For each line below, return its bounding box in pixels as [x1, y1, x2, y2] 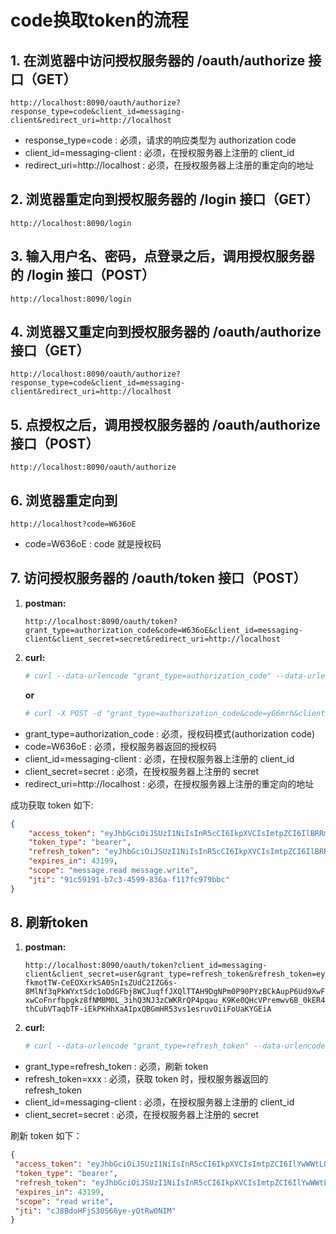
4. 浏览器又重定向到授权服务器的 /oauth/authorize [10, 324, 322, 341]
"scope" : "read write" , [14, 1196, 114, 1206]
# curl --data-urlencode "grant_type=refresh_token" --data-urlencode [24, 1041, 326, 1051]
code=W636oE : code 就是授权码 [24, 538, 162, 550]
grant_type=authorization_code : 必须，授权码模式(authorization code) [24, 727, 316, 740]
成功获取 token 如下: [10, 799, 94, 811]
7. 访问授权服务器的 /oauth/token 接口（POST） [10, 570, 307, 587]
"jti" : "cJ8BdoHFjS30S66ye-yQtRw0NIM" [14, 1206, 177, 1216]
